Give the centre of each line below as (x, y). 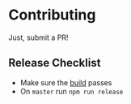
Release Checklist (55, 63)
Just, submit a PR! (38, 37)
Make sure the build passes (66, 82)
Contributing (52, 15)
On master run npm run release (72, 91)
